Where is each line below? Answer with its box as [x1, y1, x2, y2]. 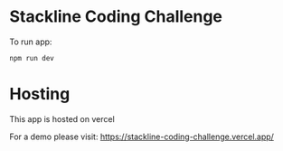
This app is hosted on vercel [9, 113, 115, 124]
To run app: [9, 36, 52, 47]
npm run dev [9, 53, 54, 62]
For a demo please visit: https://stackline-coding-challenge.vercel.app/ [9, 131, 274, 142]
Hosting [9, 84, 71, 105]
